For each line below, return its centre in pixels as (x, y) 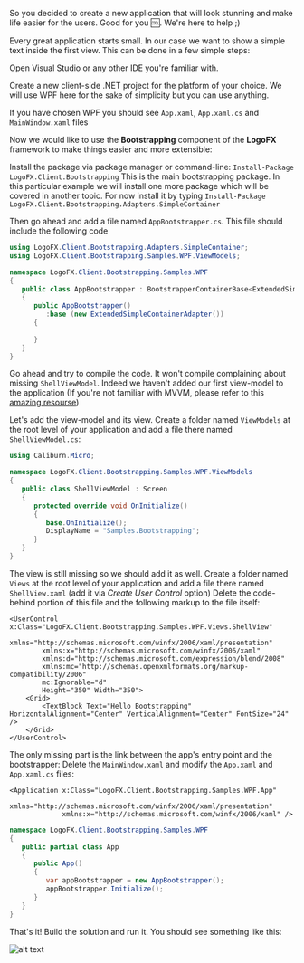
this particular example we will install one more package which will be (139, 186)
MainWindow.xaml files (49, 122)
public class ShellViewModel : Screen (95, 489)
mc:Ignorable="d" (74, 682)
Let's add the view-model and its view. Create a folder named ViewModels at (150, 420)
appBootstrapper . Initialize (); (105, 889)
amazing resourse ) (44, 403)
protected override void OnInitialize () (110, 506)
